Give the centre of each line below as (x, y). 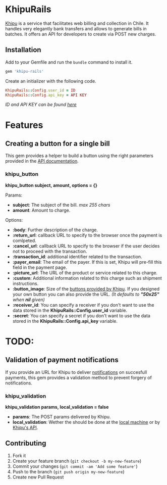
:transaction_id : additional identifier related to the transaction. (77, 257)
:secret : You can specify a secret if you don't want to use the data (81, 316)
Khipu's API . (25, 427)
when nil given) (29, 300)
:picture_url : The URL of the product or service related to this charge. (85, 273)
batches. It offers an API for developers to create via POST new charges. (81, 34)
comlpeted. (24, 240)
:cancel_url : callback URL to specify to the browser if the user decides (86, 246)
